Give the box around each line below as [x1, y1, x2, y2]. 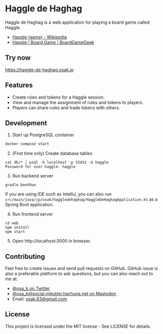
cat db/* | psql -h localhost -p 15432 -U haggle [5, 160, 109, 165]
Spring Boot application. [5, 202, 54, 208]
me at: [5, 276, 18, 282]
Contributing [5, 252, 45, 260]
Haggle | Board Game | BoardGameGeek [12, 39, 95, 45]
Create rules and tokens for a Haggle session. [12, 94, 105, 100]
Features [5, 81, 33, 89]
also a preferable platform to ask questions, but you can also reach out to [5, 271, 153, 277]
